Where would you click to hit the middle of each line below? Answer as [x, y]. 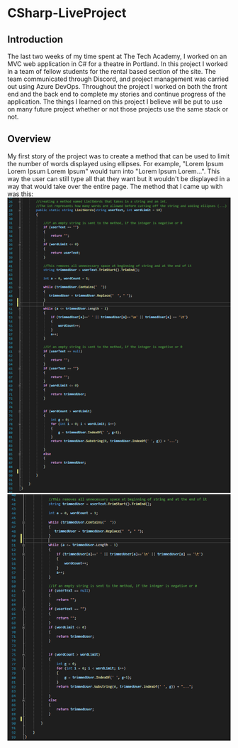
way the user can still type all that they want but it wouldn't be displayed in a [119, 178]
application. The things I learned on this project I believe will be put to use [115, 102]
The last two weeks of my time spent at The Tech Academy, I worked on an [117, 56]
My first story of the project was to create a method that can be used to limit [119, 156]
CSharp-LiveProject [67, 13]
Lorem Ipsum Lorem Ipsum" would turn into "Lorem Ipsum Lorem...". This [114, 171]
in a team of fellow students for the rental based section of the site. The [112, 71]
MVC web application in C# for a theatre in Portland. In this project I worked [118, 64]
